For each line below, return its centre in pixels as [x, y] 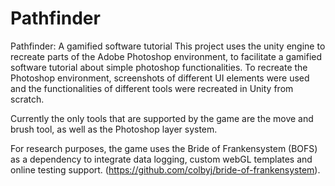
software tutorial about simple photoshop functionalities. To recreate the [159, 67]
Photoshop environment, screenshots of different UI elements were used [160, 78]
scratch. [27, 99]
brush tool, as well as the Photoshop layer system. [114, 129]
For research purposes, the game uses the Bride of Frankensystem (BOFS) [164, 148]
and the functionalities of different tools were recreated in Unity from [152, 88]
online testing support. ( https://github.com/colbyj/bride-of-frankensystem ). [165, 169]
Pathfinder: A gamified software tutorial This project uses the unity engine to [168, 46]
